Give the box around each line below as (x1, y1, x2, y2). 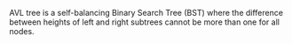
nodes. (9, 26, 35, 36)
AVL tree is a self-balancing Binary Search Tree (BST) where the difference (9, 8, 284, 18)
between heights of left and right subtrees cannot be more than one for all (9, 17, 280, 27)
